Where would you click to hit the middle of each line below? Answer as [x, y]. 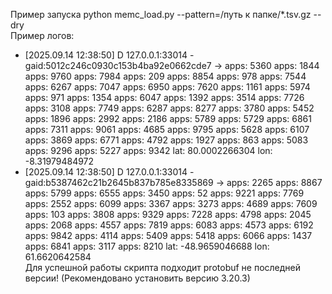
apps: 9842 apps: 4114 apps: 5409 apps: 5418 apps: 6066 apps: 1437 [168, 235]
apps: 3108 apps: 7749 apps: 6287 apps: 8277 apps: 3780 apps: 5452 [169, 108]
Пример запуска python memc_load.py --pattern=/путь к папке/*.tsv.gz [161, 14]
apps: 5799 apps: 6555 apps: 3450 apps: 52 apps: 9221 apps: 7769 [164, 193]
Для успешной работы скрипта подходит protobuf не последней [163, 267]
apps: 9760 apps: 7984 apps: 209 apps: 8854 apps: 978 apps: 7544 [165, 76]
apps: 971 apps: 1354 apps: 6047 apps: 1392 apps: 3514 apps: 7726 [164, 97]
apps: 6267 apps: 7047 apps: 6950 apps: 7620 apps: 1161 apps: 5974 [167, 87]
